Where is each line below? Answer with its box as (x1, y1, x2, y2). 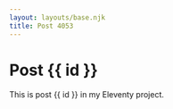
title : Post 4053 (9, 21, 74, 30)
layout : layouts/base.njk (9, 13, 105, 22)
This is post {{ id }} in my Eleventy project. (9, 89, 165, 100)
